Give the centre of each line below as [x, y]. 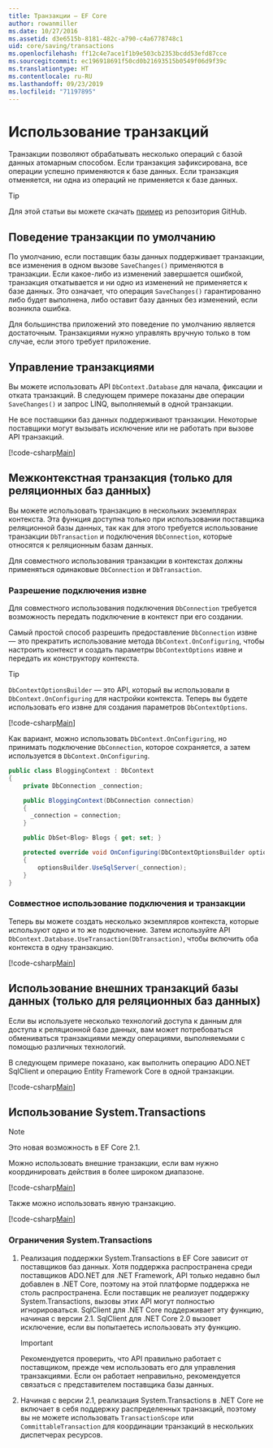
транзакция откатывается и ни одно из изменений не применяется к [128, 283]
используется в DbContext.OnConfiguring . [79, 756]
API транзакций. [37, 436]
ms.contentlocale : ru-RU [50, 76]
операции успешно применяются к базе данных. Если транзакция [123, 171]
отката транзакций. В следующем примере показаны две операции [127, 395]
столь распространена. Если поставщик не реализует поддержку [135, 1292]
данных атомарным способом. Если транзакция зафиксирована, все [128, 163]
